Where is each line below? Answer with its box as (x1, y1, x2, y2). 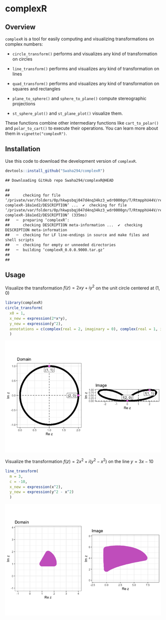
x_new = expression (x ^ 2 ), (9, 484, 63, 489)
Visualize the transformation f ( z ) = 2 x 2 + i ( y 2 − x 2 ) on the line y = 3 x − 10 (5, 458, 154, 464)
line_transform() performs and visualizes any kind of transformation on (12, 66, 160, 71)
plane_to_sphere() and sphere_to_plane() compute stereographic (12, 95, 147, 101)
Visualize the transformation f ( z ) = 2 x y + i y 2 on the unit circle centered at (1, (5, 284, 161, 291)
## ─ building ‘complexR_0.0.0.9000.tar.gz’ (5, 247, 105, 252)
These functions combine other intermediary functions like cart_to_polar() (5, 120, 159, 126)
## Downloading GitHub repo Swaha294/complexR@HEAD (5, 178, 114, 183)
